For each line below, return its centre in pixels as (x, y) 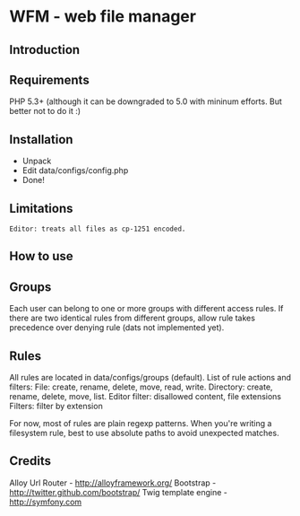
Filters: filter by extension (56, 407)
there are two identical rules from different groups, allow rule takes (132, 318)
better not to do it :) (45, 111)
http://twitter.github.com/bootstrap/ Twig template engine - (119, 492)
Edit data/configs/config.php (75, 171)
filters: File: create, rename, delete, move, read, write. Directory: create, (141, 387)
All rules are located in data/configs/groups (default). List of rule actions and (150, 378)
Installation (41, 140)
